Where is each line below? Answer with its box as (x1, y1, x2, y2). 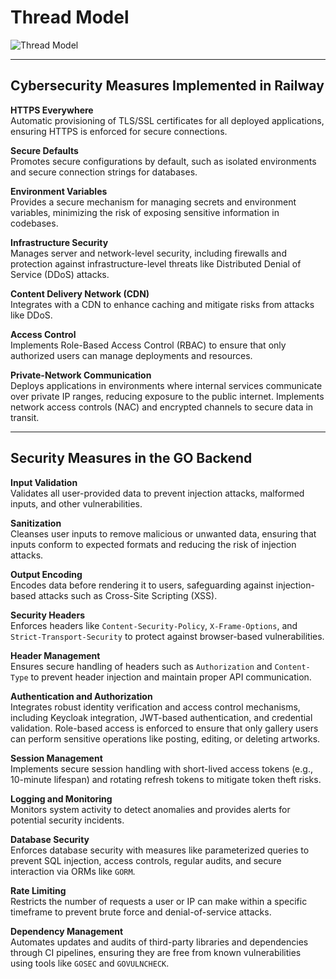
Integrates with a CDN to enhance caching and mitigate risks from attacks (10, 298, 315, 310)
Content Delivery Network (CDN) (10, 287, 150, 300)
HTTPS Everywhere (10, 104, 94, 116)
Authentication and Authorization (10, 690, 153, 702)
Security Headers (10, 609, 85, 621)
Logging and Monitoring (10, 792, 113, 805)
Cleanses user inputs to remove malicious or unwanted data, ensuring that (10, 527, 317, 540)
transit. (10, 411, 40, 423)
